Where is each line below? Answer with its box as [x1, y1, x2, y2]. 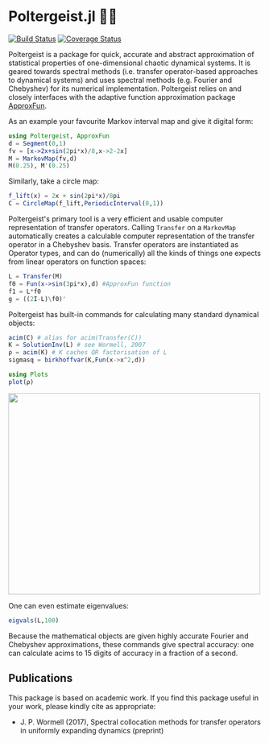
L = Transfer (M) [8, 273, 63, 281]
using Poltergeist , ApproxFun [8, 132, 110, 140]
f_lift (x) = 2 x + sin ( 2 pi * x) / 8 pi [8, 192, 121, 200]
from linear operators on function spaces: [8, 257, 147, 266]
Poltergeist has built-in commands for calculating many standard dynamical [8, 309, 259, 319]
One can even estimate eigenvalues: [8, 601, 129, 610]
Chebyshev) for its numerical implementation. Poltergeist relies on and [8, 84, 242, 93]
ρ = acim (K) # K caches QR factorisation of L [8, 349, 168, 357]
